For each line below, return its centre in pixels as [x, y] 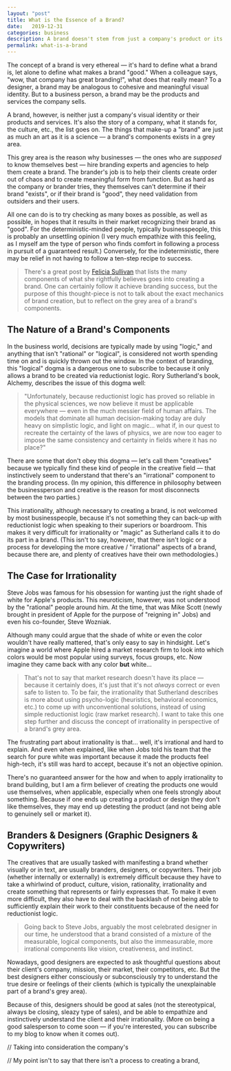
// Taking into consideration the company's [68, 1047]
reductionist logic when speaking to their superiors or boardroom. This [107, 525]
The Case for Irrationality [62, 576]
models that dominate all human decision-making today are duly [115, 418]
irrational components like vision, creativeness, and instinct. [109, 949]
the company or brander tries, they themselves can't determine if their [107, 187]
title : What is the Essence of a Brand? [66, 20]
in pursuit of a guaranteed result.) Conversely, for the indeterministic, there [113, 251]
